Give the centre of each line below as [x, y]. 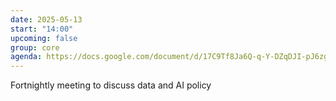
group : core [35, 47]
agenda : [26, 57]
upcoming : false [44, 38]
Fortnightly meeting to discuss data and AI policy [111, 85]
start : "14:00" [42, 29]
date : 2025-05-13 [46, 19]
